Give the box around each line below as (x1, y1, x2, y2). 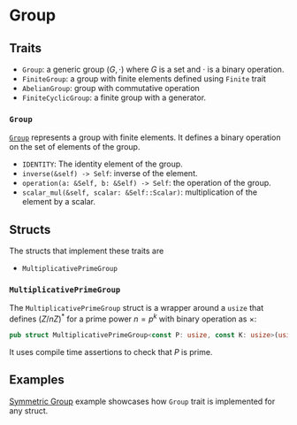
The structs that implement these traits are (9, 245, 164, 257)
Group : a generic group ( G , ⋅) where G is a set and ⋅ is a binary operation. (21, 64, 285, 74)
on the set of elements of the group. (9, 142, 141, 152)
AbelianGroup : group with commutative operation (21, 83, 201, 93)
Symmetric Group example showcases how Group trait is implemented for (9, 396, 276, 406)
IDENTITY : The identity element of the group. (21, 158, 183, 169)
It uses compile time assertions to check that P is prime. (9, 346, 213, 357)
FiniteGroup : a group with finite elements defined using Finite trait (21, 73, 267, 84)
